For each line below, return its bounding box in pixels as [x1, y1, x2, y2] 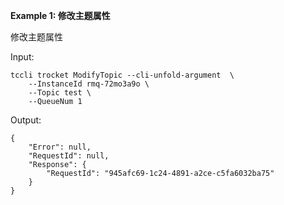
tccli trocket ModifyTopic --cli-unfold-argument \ [10, 70, 235, 80]
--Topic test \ [28, 88, 92, 98]
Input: [10, 51, 35, 63]
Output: [10, 114, 42, 126]
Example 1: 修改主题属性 [10, 10, 111, 21]
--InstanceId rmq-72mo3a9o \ [28, 79, 150, 89]
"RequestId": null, [28, 151, 110, 161]
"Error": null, [28, 142, 92, 152]
